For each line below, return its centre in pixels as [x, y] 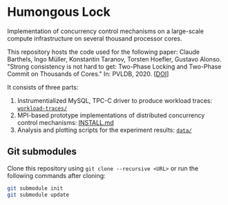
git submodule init [35, 188]
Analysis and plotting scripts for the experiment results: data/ [104, 130]
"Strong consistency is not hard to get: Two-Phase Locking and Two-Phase [114, 66]
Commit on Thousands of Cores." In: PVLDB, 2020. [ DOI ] [88, 74]
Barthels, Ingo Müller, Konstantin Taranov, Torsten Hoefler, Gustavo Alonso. [114, 59]
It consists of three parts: [43, 87]
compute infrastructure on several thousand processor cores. [95, 38]
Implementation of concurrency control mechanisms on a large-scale [105, 31]
